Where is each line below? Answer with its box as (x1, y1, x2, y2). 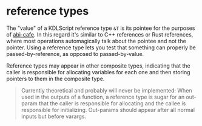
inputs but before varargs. (21, 113, 87, 120)
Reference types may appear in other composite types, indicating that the (6, 62, 190, 69)
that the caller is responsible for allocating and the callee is (38, 99, 186, 107)
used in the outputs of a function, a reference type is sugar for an (21, 93, 185, 100)
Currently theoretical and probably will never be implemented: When (21, 86, 192, 94)
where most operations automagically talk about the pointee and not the (6, 37, 186, 44)
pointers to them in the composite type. (6, 75, 105, 82)
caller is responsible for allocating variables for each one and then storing (6, 68, 190, 75)
